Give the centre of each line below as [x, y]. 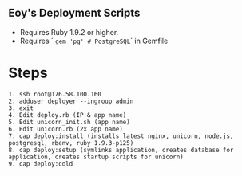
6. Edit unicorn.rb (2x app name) [66, 129]
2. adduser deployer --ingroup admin [71, 101]
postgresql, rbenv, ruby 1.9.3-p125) [71, 143]
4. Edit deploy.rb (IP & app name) [67, 115]
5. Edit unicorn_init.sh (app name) [69, 122]
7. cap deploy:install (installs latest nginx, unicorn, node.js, [121, 136]
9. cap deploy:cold [41, 164]
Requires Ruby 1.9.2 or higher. [69, 32]
